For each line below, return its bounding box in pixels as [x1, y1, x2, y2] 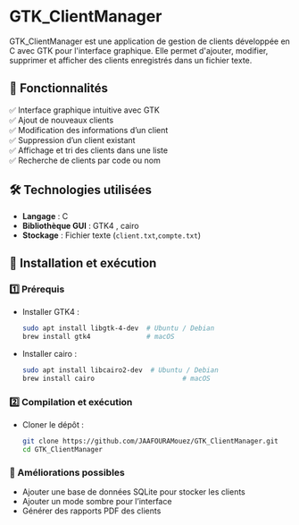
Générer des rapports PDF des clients [21, 505, 162, 516]
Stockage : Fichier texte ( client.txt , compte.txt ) [21, 230, 202, 241]
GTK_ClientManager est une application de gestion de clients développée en [9, 36, 290, 47]
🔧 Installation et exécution [9, 255, 157, 270]
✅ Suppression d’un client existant [9, 134, 136, 145]
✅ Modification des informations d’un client [9, 124, 169, 135]
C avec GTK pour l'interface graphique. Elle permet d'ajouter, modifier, [9, 45, 269, 55]
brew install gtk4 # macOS [21, 333, 175, 342]
